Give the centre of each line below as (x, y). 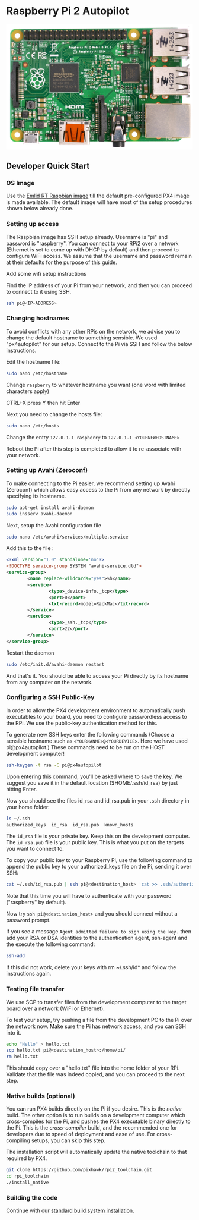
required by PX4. (27, 1158)
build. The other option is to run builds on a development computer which (96, 1115)
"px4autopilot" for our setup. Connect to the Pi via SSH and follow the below (99, 344)
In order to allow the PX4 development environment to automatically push (96, 710)
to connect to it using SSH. (39, 291)
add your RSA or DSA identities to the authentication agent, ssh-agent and (97, 938)
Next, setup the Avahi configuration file (54, 525)
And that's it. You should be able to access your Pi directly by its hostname (97, 675)
